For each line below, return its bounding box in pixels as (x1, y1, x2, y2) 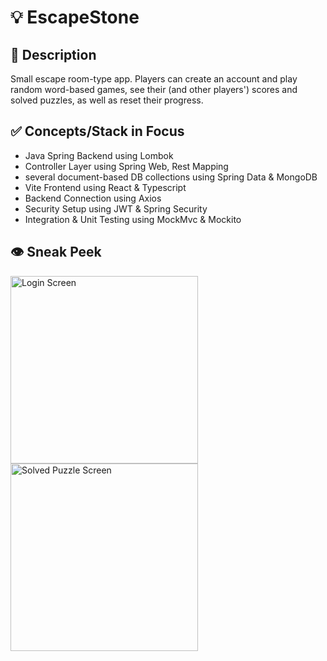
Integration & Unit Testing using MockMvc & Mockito (24, 213, 242, 225)
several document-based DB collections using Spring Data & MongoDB (24, 171, 318, 183)
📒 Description (10, 46, 97, 63)
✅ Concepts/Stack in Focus (10, 123, 185, 140)
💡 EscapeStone (10, 6, 140, 29)
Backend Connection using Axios (24, 192, 162, 204)
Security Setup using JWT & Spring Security (24, 202, 208, 215)
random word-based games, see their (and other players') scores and (10, 84, 298, 95)
